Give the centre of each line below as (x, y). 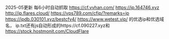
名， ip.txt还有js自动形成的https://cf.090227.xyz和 (58, 25)
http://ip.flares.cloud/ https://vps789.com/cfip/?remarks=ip (67, 13)
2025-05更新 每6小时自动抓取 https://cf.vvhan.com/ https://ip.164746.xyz (82, 7)
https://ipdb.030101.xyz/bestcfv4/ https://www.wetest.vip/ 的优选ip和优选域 (85, 19)
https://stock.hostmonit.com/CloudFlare (47, 31)
